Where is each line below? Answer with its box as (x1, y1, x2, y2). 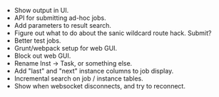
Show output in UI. (14, 6, 69, 14)
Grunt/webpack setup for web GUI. (14, 44, 118, 52)
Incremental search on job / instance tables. (14, 74, 144, 83)
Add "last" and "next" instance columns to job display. (14, 67, 174, 75)
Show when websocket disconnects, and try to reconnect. (14, 82, 185, 90)
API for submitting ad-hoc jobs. (14, 14, 106, 22)
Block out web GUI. (14, 51, 71, 60)
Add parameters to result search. (14, 21, 112, 29)
